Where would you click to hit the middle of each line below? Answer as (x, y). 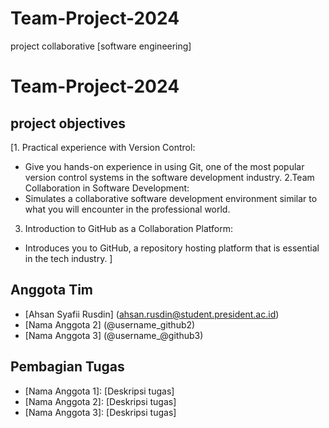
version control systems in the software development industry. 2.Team (169, 177)
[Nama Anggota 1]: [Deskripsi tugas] (99, 391)
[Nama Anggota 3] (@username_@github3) (114, 335)
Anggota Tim (51, 290)
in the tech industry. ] (68, 258)
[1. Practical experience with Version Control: (103, 147)
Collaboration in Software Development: (107, 188)
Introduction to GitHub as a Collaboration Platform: (128, 228)
